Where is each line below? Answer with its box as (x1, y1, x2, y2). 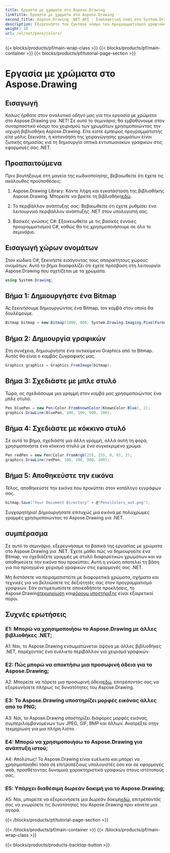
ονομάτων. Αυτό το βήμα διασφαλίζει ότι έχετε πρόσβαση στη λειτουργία (5, 262, 161, 268)
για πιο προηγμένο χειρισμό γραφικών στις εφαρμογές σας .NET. (5, 564, 143, 570)
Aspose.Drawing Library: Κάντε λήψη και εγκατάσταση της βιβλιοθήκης (12, 188, 164, 194)
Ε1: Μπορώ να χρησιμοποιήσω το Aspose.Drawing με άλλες (5, 625, 157, 632)
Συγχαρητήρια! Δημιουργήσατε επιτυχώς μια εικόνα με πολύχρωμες (5, 509, 150, 515)
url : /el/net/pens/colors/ (5, 31, 62, 36)
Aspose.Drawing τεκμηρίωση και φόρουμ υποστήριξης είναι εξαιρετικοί (5, 590, 153, 596)
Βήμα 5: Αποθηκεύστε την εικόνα (5, 471, 114, 480)
